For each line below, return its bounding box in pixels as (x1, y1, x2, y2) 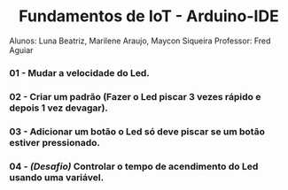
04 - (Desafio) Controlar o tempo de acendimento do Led (9, 160, 259, 172)
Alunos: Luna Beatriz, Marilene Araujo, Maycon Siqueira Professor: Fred (9, 35, 271, 46)
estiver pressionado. (9, 136, 100, 148)
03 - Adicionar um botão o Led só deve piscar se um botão (9, 125, 266, 138)
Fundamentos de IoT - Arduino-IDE (19, 6, 279, 27)
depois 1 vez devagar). (9, 102, 109, 114)
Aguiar (9, 44, 34, 55)
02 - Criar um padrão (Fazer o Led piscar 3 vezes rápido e (9, 90, 261, 103)
